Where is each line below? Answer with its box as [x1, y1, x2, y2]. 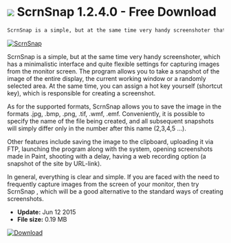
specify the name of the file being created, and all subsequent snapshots [7, 117, 214, 125]
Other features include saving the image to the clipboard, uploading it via [7, 137, 214, 146]
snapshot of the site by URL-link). [7, 159, 102, 167]
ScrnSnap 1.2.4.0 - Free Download [16, 4, 217, 20]
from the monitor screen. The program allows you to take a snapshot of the [7, 67, 220, 76]
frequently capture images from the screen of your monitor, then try [7, 180, 199, 188]
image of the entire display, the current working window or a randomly [7, 74, 206, 82]
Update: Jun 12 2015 [16, 207, 76, 216]
